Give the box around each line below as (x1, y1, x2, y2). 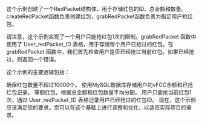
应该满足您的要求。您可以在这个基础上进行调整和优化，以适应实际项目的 (6, 104, 186, 111)
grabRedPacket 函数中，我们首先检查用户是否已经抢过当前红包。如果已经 (6, 48, 189, 55)
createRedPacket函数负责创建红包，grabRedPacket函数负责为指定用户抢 (6, 13, 187, 20)
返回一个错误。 (22, 56, 59, 63)
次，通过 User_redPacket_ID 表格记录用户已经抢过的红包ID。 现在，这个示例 (6, 96, 197, 104)
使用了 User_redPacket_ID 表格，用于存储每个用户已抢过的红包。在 (6, 41, 174, 48)
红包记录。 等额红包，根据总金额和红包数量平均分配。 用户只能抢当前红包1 (6, 89, 192, 96)
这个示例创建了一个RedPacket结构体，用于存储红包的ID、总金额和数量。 (6, 5, 187, 12)
